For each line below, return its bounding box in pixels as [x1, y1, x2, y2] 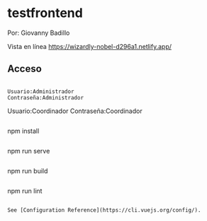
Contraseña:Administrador [7, 94, 84, 101]
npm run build [7, 166, 48, 175]
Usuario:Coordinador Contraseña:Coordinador [7, 107, 143, 115]
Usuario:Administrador [7, 87, 74, 95]
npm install [7, 126, 40, 135]
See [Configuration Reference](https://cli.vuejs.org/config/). [7, 206, 201, 214]
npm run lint [7, 186, 43, 195]
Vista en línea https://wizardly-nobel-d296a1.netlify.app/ [7, 42, 172, 50]
